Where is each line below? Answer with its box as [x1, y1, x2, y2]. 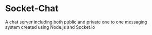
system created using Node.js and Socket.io [5, 24, 95, 30]
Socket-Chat [5, 3, 58, 14]
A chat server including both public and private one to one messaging [5, 19, 148, 25]
